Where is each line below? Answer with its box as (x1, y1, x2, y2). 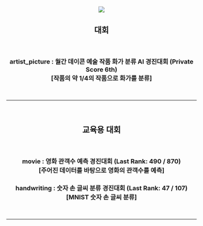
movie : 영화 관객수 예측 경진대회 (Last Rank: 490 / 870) (22, 157, 181, 166)
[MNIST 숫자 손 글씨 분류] (66, 193, 137, 201)
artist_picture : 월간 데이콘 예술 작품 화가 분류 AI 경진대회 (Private (9, 57, 194, 66)
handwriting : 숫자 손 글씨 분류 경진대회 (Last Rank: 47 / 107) (15, 184, 188, 192)
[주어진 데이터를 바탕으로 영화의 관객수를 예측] (38, 166, 165, 175)
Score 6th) (85, 65, 118, 74)
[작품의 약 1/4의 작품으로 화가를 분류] (51, 74, 152, 82)
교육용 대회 (82, 124, 121, 135)
